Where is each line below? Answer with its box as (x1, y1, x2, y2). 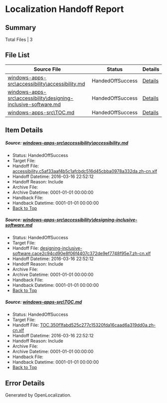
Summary (5, 23, 36, 32)
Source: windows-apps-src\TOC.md (5, 299, 82, 305)
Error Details (5, 379, 45, 387)
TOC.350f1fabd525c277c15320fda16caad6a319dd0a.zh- (40, 322, 156, 328)
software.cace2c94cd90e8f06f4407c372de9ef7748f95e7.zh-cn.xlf (12, 251, 151, 257)
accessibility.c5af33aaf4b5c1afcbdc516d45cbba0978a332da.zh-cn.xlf (12, 168, 158, 174)
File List (5, 51, 30, 59)
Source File (33, 66, 61, 73)
